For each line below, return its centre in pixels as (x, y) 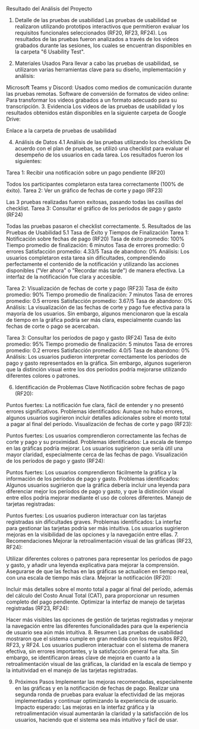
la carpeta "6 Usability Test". (50, 52)
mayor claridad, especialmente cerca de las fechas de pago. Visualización (97, 454)
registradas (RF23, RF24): (38, 608)
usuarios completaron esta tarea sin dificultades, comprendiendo (86, 258)
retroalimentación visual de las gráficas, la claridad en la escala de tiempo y (99, 664)
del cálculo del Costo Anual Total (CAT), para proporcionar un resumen (93, 595)
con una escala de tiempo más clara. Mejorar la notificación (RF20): (89, 578)
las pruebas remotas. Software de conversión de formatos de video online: (97, 94)
